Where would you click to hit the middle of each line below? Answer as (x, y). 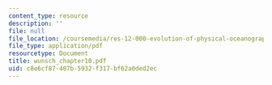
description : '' (36, 23)
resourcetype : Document (49, 53)
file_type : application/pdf (56, 46)
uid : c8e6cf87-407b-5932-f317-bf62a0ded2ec (83, 69)
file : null (27, 31)
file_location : (34, 38)
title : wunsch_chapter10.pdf (57, 62)
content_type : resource (49, 16)
